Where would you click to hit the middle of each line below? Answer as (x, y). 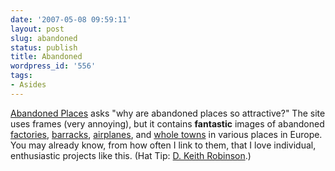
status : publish (44, 47)
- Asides (28, 85)
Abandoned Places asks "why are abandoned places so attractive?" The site (168, 113)
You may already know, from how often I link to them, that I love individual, (163, 145)
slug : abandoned (44, 38)
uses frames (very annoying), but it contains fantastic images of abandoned (167, 123)
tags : (21, 76)
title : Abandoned (46, 57)
